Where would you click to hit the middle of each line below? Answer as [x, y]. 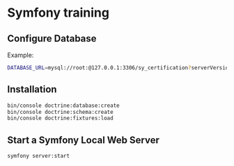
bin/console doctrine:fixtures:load [60, 118]
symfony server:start [39, 156]
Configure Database [52, 39]
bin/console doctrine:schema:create [60, 112]
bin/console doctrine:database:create [63, 106]
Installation [32, 89]
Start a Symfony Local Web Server [84, 140]
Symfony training [58, 13]
